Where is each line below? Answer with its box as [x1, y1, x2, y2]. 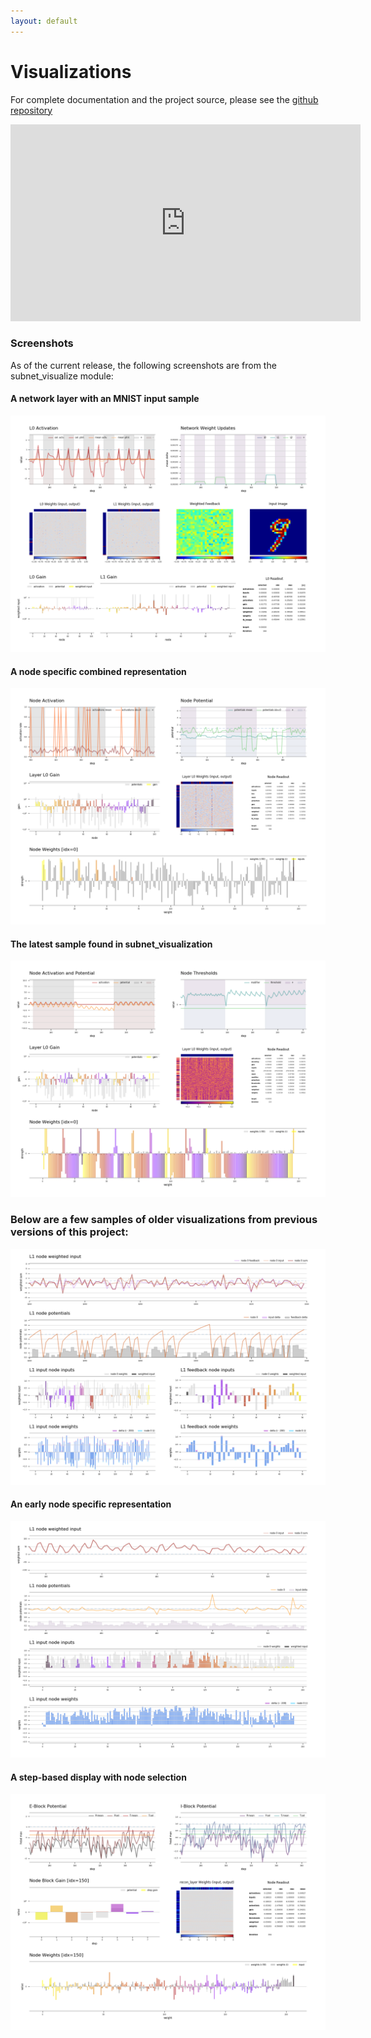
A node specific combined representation [10, 665, 187, 677]
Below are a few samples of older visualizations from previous [10, 1213, 318, 1227]
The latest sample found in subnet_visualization [10, 938, 213, 950]
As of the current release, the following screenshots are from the [10, 359, 277, 371]
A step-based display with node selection [10, 1771, 187, 1783]
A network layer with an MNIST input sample [10, 393, 200, 405]
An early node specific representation [10, 1498, 172, 1510]
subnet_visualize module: [10, 370, 114, 382]
